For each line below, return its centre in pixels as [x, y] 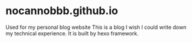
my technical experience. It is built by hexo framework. [72, 33]
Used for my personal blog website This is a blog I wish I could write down [96, 27]
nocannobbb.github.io [62, 11]
